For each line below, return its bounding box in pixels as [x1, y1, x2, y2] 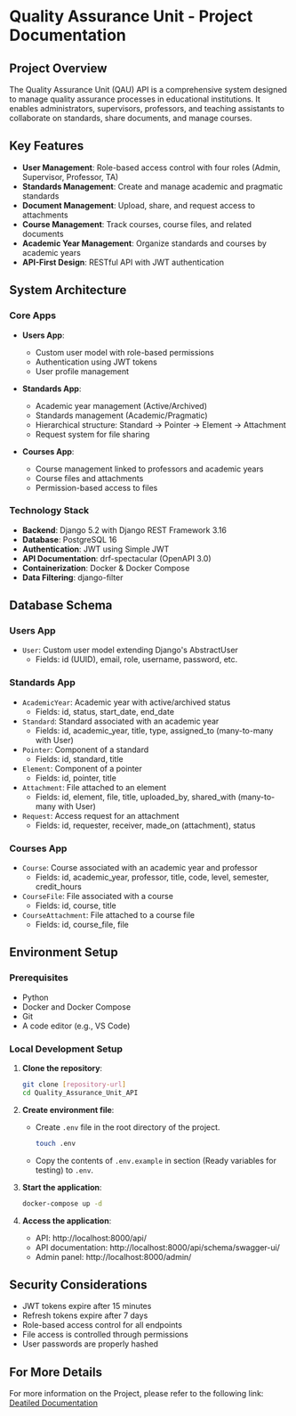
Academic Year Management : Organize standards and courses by [21, 238, 267, 249]
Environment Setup [9, 945, 118, 960]
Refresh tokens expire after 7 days [21, 1310, 148, 1321]
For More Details [9, 1364, 102, 1379]
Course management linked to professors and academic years [35, 463, 264, 474]
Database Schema [9, 598, 113, 613]
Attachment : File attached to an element [21, 782, 167, 792]
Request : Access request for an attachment [21, 810, 180, 821]
